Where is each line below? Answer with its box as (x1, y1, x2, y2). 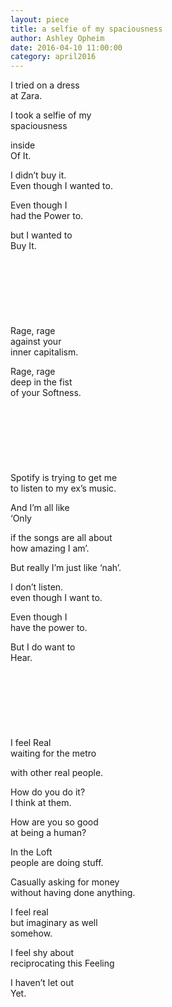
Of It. (10, 150, 32, 162)
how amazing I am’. (10, 542, 90, 555)
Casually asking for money (10, 876, 120, 888)
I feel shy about (10, 947, 75, 959)
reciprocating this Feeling (10, 957, 115, 970)
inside (10, 139, 36, 151)
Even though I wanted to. (10, 180, 113, 192)
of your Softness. (10, 387, 82, 399)
